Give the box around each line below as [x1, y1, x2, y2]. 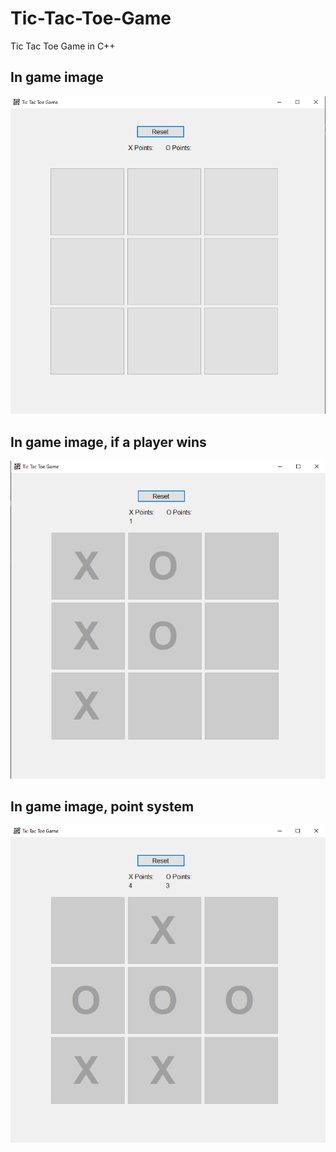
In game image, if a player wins [10, 433, 207, 451]
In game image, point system [10, 798, 195, 815]
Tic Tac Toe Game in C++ [10, 40, 116, 52]
